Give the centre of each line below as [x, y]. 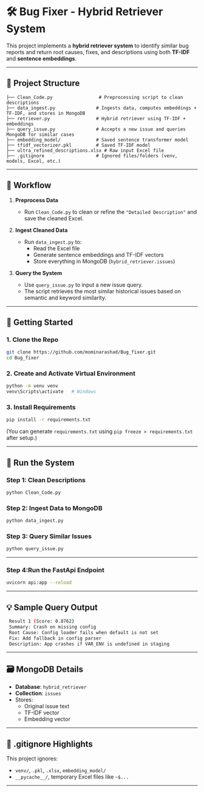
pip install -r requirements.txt [49, 420]
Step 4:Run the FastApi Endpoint [56, 570]
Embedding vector [47, 719]
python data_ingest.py [35, 521]
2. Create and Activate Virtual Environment [71, 373]
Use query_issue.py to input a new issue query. [83, 285]
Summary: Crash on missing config [53, 627]
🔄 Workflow [29, 186]
